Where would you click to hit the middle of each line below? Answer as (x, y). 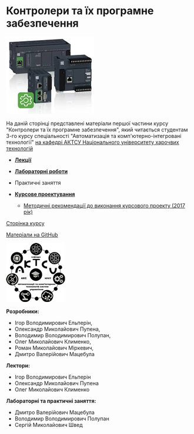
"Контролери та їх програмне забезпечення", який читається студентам (97, 129)
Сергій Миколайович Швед (49, 425)
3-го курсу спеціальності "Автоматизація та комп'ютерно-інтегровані (94, 136)
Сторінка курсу (26, 223)
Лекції (23, 160)
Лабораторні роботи (41, 171)
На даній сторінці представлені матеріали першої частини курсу (87, 123)
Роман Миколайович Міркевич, (54, 348)
